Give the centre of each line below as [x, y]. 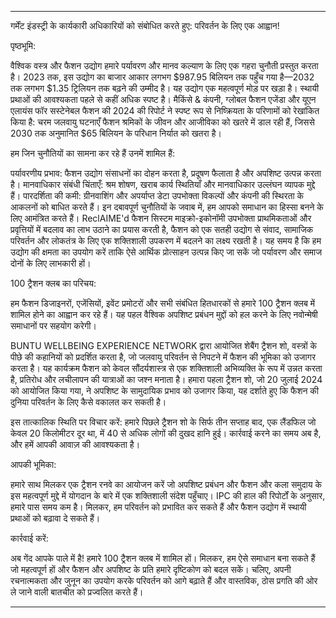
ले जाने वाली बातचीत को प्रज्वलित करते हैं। [77, 592]
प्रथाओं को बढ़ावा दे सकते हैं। [55, 518]
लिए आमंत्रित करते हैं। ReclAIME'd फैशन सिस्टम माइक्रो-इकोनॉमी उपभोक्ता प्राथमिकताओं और [161, 218]
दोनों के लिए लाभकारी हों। [51, 263]
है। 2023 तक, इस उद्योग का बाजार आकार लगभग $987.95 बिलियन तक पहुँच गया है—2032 [162, 77]
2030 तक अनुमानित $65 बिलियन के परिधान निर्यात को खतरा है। [116, 133]
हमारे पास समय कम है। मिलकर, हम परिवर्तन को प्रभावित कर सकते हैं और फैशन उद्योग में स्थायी [158, 507]
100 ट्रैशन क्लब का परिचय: [53, 283]
